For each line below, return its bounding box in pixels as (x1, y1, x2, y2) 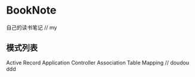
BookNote (6, 4, 57, 17)
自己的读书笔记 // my (6, 24, 57, 31)
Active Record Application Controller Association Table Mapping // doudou (6, 59, 190, 66)
